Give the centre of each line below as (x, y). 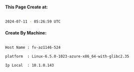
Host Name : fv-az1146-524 (33, 48)
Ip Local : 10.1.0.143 (30, 66)
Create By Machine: (26, 33)
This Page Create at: (26, 7)
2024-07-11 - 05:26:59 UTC (33, 22)
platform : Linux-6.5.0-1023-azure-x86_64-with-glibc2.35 (67, 57)
